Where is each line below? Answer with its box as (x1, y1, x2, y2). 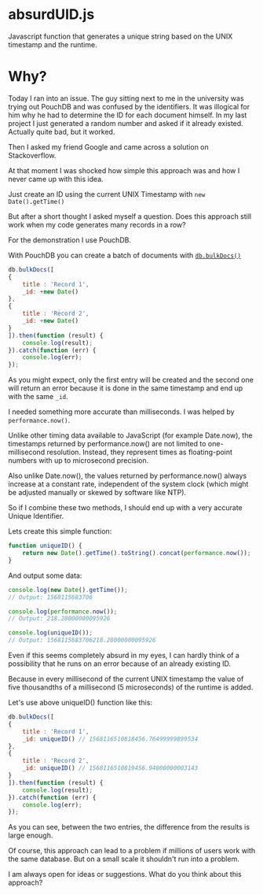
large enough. (8, 830, 53, 840)
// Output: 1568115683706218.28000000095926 (8, 636, 156, 645)
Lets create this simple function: (8, 527, 112, 536)
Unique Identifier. (8, 512, 64, 521)
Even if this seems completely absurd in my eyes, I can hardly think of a (8, 651, 239, 660)
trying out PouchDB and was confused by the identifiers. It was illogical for (8, 102, 250, 111)
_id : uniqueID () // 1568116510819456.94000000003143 (22, 764, 199, 772)
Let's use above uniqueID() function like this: (8, 698, 153, 707)
